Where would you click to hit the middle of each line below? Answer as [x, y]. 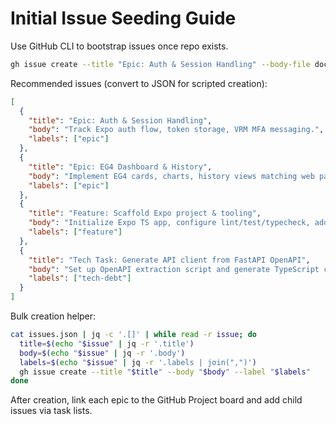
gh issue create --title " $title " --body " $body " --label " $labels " [165, 372]
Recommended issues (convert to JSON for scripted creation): [139, 83]
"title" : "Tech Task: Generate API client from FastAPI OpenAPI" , [169, 260]
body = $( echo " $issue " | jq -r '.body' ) [102, 353]
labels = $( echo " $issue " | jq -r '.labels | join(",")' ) [138, 362]
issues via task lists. [51, 411]
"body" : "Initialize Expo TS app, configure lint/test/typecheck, [169, 223]
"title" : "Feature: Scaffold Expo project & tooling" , [145, 213]
